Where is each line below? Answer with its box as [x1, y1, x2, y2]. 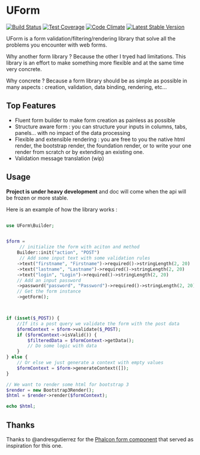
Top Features [6, 101, 57, 111]
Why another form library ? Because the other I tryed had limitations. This [6, 53, 186, 60]
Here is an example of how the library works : [6, 205, 118, 213]
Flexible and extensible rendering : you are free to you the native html [14, 136, 186, 143]
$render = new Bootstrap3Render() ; [6, 387, 95, 393]
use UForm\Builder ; [6, 222, 55, 229]
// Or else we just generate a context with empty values [17, 359, 164, 366]
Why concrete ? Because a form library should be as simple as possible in [6, 77, 187, 84]
